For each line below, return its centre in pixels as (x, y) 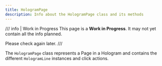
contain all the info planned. (34, 34)
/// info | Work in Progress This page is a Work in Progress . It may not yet (81, 28)
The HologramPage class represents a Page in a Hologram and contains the (81, 53)
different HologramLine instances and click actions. (57, 58)
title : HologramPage (27, 10)
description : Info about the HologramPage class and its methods (74, 14)
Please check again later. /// (34, 43)
